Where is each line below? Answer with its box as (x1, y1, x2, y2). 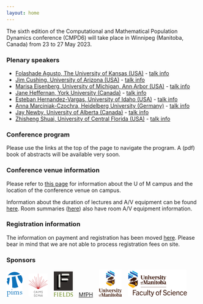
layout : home (6, 10, 40, 16)
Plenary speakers (6, 56, 60, 64)
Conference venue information (6, 166, 100, 174)
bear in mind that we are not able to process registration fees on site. (6, 240, 180, 248)
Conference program (6, 130, 70, 139)
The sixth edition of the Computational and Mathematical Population (6, 28, 178, 35)
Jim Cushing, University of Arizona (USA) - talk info (15, 76, 146, 83)
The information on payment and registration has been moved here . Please (6, 234, 195, 241)
